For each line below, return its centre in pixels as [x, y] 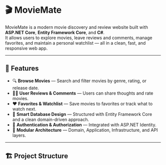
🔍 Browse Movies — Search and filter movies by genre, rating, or [79, 81]
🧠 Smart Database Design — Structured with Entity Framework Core [82, 114]
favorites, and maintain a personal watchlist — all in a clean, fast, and [75, 43]
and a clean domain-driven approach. [51, 119]
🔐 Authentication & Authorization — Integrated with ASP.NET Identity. [84, 124]
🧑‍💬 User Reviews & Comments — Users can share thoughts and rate [83, 93]
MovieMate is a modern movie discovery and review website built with [77, 27]
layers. [19, 135]
